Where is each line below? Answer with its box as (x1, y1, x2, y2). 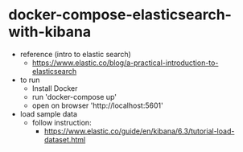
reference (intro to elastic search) (19, 49, 131, 59)
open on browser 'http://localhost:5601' (31, 101, 163, 110)
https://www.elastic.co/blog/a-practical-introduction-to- (31, 58, 219, 68)
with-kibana (8, 23, 91, 41)
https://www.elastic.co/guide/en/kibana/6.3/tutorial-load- (43, 126, 235, 136)
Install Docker (31, 83, 78, 93)
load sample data (19, 109, 78, 118)
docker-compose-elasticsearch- (8, 6, 232, 24)
